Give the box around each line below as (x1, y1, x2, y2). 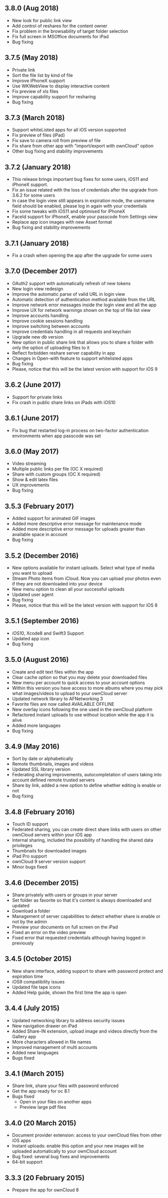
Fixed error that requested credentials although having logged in (12, 935, 146, 941)
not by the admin (12, 919, 47, 924)
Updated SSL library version (12, 766, 71, 772)
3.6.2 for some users (12, 192, 55, 198)
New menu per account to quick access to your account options (12, 680, 145, 686)
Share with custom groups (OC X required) (12, 471, 101, 478)
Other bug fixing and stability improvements (12, 148, 104, 154)
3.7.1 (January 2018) (5, 239, 69, 247)
